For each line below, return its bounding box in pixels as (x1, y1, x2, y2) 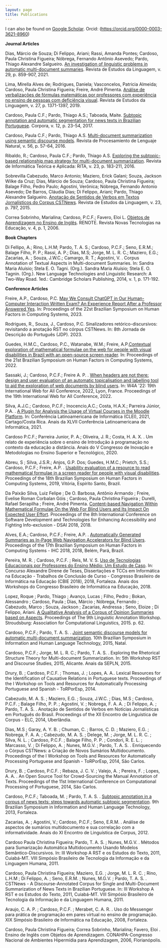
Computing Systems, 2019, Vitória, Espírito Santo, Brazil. (5, 480, 121, 486)
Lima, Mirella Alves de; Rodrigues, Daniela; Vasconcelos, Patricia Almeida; (5, 81, 158, 87)
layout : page (5, 7, 32, 12)
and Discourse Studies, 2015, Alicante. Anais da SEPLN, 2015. (5, 660, 132, 666)
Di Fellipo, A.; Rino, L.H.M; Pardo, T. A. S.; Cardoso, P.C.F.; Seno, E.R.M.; (5, 244, 154, 250)
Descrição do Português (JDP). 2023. (5, 331, 83, 337)
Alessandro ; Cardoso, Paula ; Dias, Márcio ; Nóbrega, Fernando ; (5, 598, 139, 604)
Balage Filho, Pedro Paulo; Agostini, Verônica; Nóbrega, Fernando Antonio (5, 183, 158, 190)
